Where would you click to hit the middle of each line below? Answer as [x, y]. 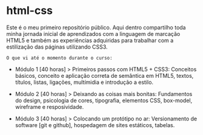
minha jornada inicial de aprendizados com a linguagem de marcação [93, 33]
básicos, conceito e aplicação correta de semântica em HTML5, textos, [104, 75]
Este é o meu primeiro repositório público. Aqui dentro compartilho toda [96, 27]
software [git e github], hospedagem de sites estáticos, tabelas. [95, 125]
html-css [29, 11]
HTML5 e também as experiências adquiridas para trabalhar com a [90, 40]
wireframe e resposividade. [49, 106]
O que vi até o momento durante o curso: [60, 58]
